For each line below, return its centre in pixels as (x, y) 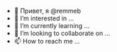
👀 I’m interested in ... (44, 18)
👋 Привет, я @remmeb (48, 11)
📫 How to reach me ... (47, 41)
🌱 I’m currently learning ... (52, 26)
